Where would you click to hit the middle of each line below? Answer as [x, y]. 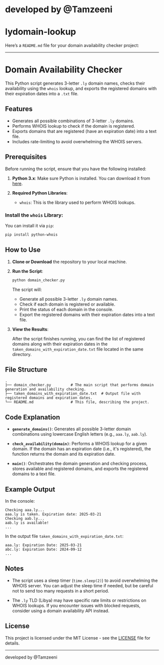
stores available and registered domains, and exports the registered [80, 469]
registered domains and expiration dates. [49, 398]
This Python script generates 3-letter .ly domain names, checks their [75, 83]
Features [19, 109]
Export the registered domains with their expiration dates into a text [87, 314]
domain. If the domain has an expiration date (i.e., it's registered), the [82, 449]
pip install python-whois [31, 234]
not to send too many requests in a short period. [61, 591]
